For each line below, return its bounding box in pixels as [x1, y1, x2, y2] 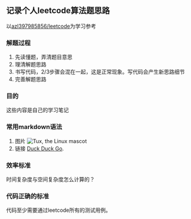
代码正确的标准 [6, 192, 49, 200]
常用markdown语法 [6, 123, 62, 131]
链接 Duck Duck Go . [14, 145, 64, 152]
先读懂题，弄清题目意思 [14, 53, 73, 61]
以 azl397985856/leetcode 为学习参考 [6, 23, 96, 30]
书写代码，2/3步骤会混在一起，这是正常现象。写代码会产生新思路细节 [14, 68, 186, 75]
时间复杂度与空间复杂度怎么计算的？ [6, 176, 95, 183]
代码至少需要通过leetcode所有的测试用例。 [6, 207, 111, 214]
